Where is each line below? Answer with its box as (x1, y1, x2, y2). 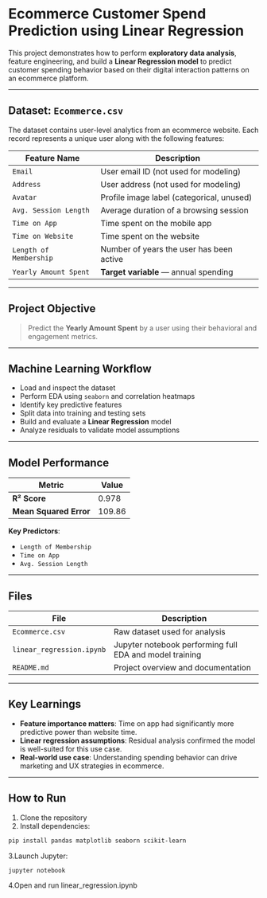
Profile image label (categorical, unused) (100, 192, 253, 203)
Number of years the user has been (100, 244, 233, 255)
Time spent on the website (100, 230, 200, 241)
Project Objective (8, 302, 96, 315)
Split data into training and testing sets (19, 408, 146, 418)
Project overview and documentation (114, 662, 252, 673)
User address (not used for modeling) (100, 178, 242, 189)
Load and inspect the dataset (19, 383, 116, 392)
